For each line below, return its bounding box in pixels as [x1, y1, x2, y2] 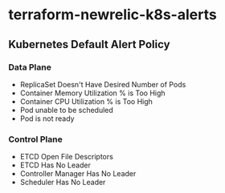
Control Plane [8, 134, 63, 145]
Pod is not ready [19, 114, 75, 123]
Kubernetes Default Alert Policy [8, 38, 170, 51]
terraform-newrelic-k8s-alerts [8, 6, 217, 24]
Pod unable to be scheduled [19, 105, 114, 115]
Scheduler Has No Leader [19, 178, 106, 187]
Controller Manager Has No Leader [19, 169, 137, 179]
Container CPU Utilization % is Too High [19, 96, 153, 106]
